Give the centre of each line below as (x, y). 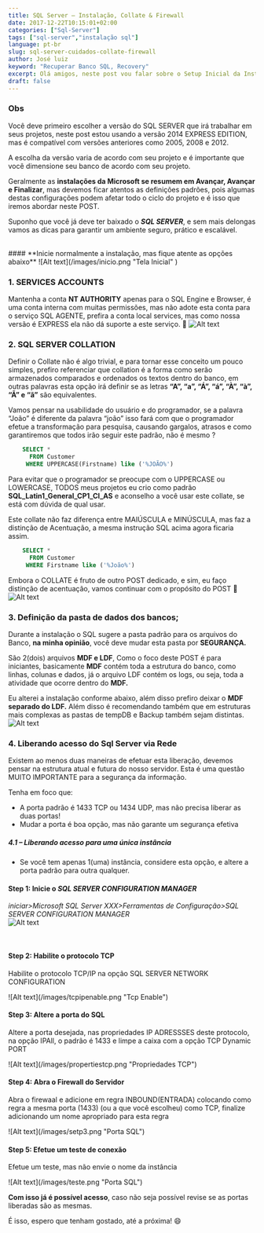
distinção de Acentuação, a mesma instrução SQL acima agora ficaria (121, 528)
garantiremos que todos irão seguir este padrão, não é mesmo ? (112, 435)
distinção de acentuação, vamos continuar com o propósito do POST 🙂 (123, 588)
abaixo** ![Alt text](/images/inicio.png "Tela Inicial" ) (93, 262)
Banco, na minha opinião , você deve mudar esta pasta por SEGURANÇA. (127, 642)
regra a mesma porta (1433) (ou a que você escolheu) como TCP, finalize (127, 1108)
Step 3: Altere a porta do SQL (57, 1015)
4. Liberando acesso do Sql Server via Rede (93, 743)
